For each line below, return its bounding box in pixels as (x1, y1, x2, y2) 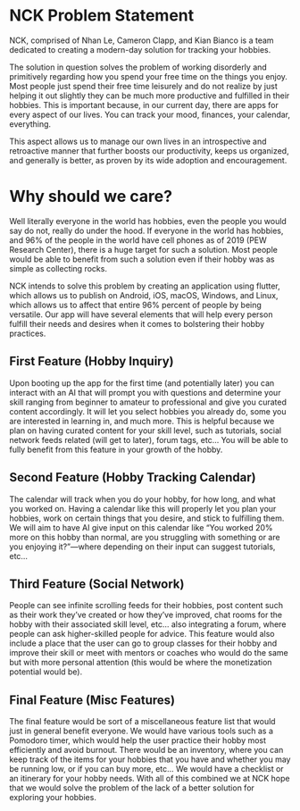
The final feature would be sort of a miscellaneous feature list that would (9, 716, 276, 727)
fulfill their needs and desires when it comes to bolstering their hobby (9, 318, 265, 329)
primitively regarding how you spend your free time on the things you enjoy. (9, 71, 288, 81)
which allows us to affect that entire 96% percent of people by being (9, 299, 262, 310)
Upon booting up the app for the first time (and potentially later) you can (9, 377, 275, 389)
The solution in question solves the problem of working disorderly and (9, 62, 268, 72)
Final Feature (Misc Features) (9, 692, 176, 707)
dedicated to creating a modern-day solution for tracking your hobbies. (9, 44, 271, 54)
